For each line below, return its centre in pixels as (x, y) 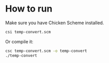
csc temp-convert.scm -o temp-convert (46, 51)
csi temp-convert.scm (28, 32)
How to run (29, 9)
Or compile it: (20, 41)
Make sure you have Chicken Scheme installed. (55, 23)
